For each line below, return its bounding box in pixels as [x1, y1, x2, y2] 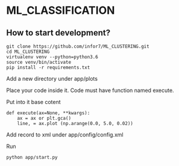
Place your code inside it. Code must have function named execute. [6, 87, 174, 94]
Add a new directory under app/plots [6, 75, 98, 82]
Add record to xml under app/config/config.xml [6, 131, 124, 138]
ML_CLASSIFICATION [6, 4, 115, 17]
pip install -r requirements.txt [6, 64, 90, 70]
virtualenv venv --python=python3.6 [6, 54, 98, 60]
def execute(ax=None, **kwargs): [6, 110, 90, 116]
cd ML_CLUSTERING [6, 49, 50, 55]
